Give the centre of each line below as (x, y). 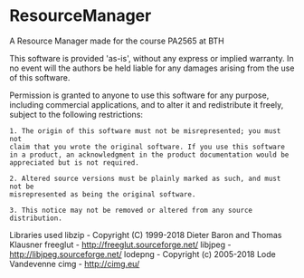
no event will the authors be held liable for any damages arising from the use (152, 68)
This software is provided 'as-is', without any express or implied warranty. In (152, 58)
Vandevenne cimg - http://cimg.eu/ (75, 264)
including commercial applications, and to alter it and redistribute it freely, (147, 104)
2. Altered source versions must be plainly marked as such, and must (145, 178)
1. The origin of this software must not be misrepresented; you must (145, 131)
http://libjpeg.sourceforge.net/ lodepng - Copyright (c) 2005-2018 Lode (142, 254)
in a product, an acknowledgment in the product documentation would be (149, 155)
